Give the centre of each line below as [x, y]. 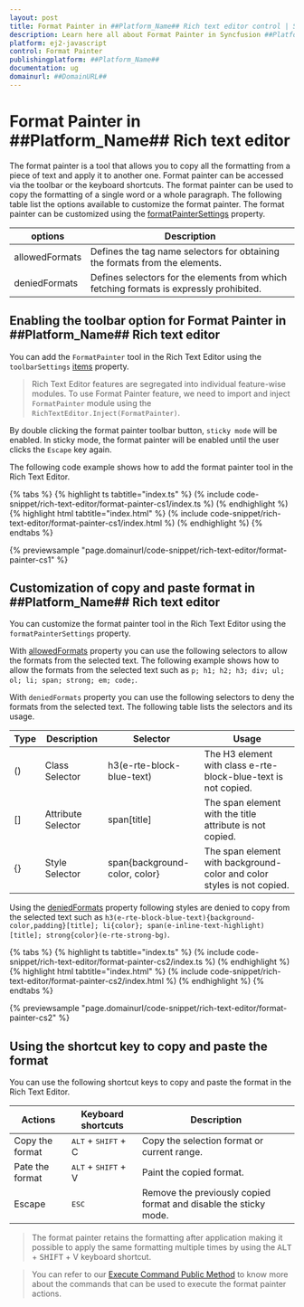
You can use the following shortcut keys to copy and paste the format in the [151, 1083]
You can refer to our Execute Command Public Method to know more [160, 1274]
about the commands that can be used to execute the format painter [159, 1284]
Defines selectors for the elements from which [189, 277]
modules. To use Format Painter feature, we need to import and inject [161, 393]
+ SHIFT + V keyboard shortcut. [91, 1257]
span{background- [149, 863]
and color [248, 874]
